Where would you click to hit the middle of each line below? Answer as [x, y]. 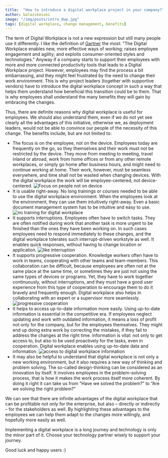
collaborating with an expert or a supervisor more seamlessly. [76, 298]
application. [24, 250]
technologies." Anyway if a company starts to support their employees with [82, 60]
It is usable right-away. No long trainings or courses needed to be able [85, 191]
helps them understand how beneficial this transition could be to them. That [83, 91]
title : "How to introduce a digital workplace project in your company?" [85, 10]
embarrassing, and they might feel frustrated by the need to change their [80, 75]
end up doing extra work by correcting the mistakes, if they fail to [80, 330]
